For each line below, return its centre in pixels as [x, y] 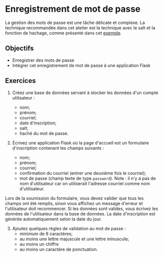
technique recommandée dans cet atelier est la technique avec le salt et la [80, 27]
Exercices [20, 81]
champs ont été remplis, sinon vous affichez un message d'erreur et [74, 203]
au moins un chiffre [39, 244]
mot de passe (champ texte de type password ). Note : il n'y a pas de [88, 178]
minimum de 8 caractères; [46, 234]
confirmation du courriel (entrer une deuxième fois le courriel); [83, 173]
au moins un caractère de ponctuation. [59, 249]
